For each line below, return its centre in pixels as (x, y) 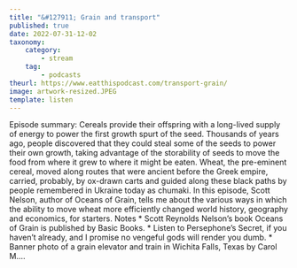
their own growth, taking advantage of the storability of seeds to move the (145, 153)
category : (43, 50)
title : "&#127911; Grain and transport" (85, 17)
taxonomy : (27, 42)
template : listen (41, 100)
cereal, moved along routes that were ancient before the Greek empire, (139, 172)
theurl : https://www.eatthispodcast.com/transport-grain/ (118, 83)
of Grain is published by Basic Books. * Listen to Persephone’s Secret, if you (148, 228)
